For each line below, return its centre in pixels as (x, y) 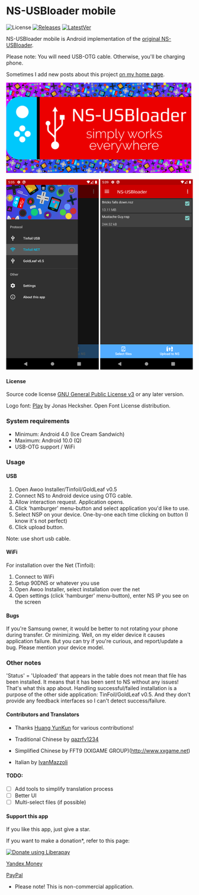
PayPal (15, 875)
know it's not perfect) (41, 521)
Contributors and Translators (43, 714)
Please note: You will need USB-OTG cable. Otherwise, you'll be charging (96, 56)
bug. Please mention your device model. (55, 647)
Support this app (27, 816)
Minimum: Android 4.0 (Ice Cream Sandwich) (70, 434)
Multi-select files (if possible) (50, 802)
